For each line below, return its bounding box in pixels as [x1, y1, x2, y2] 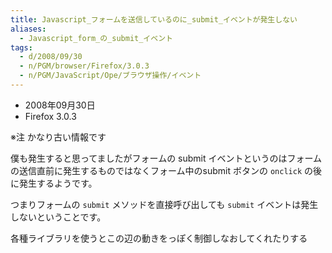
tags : [10, 42, 33, 53]
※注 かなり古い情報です [10, 131, 107, 143]
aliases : [10, 24, 47, 34]
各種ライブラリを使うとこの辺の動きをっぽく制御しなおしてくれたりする [10, 232, 308, 244]
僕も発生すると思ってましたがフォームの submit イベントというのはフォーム [10, 152, 323, 164]
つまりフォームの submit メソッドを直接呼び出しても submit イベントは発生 [10, 198, 319, 210]
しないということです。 [10, 211, 107, 223]
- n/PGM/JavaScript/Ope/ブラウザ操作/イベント [19, 71, 202, 81]
